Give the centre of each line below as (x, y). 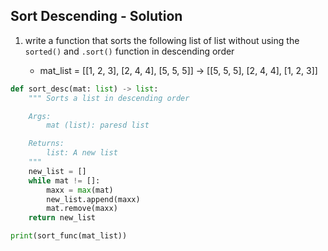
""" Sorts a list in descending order (109, 98)
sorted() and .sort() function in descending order (129, 51)
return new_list (62, 218)
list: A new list (82, 153)
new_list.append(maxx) (93, 199)
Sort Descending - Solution (96, 16)
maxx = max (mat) (80, 190)
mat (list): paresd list (98, 125)
